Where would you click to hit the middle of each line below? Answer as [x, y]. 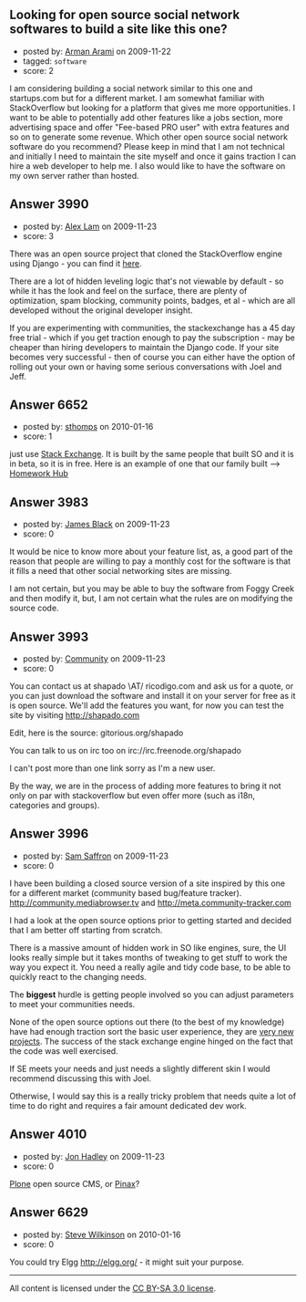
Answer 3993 [49, 636]
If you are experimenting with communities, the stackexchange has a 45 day [153, 328]
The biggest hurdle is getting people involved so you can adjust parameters [152, 995]
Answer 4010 [48, 1135]
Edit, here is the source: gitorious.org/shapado [97, 733]
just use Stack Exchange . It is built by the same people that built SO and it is [152, 454]
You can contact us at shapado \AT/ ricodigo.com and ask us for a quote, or [152, 686]
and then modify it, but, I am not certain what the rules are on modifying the [151, 599]
